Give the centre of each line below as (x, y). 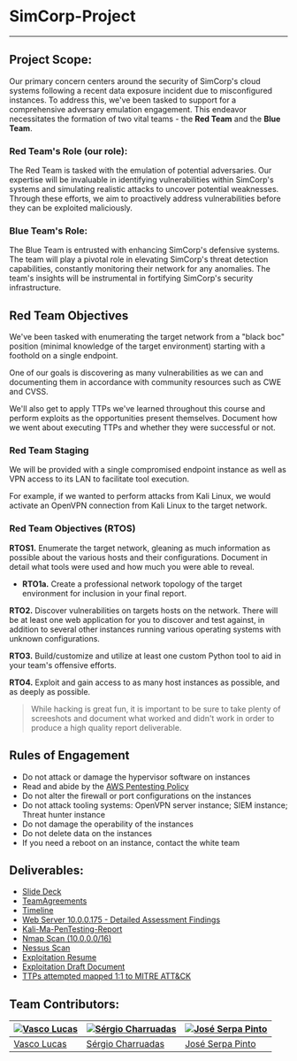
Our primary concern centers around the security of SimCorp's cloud (135, 81)
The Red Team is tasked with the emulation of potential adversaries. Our (141, 171)
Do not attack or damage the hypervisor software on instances (136, 777)
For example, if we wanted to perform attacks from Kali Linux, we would (140, 496)
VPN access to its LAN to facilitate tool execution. (99, 479)
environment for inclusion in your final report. (104, 593)
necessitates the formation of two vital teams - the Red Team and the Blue (145, 119)
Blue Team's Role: (49, 230)
